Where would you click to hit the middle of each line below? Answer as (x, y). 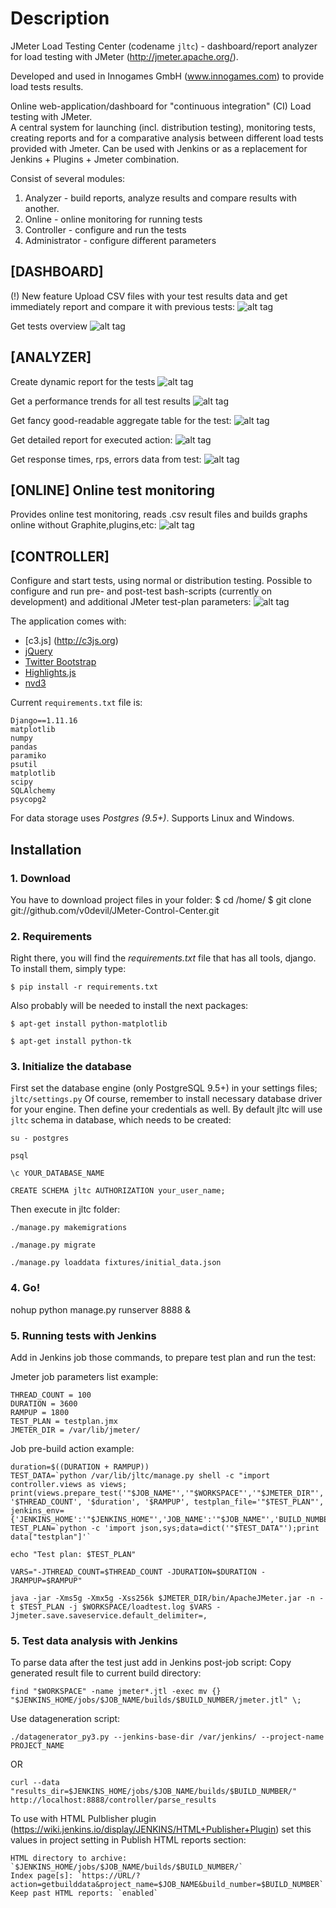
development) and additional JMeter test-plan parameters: (131, 602)
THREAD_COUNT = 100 (51, 1395)
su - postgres (40, 1138)
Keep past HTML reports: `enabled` (84, 1893)
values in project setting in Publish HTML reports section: (128, 1840)
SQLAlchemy (33, 791)
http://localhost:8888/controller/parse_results (113, 1800)
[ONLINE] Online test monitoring (112, 490)
